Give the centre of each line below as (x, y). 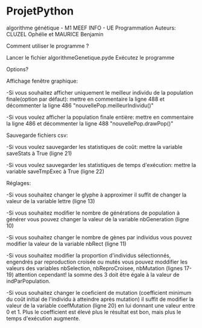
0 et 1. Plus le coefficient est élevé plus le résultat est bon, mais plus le (94, 312)
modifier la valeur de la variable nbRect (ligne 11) (66, 244)
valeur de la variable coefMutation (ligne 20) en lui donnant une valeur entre (101, 305)
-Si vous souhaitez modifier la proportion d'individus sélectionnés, (89, 255)
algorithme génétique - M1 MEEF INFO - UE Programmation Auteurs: (91, 28)
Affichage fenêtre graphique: (42, 81)
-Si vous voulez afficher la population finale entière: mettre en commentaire (100, 117)
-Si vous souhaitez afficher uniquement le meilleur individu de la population (100, 92)
